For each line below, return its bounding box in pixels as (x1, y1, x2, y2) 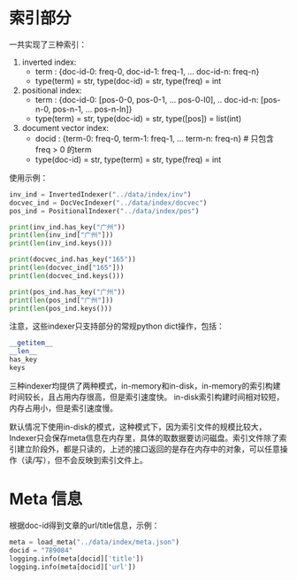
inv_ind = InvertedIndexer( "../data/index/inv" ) (9, 189, 192, 199)
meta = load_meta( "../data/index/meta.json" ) (9, 537, 179, 546)
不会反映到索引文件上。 (62, 454, 148, 465)
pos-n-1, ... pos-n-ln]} (52, 104, 133, 114)
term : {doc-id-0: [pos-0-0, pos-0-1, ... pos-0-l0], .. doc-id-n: (34, 94, 259, 104)
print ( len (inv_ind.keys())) (9, 239, 113, 248)
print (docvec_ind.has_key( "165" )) (9, 255, 137, 264)
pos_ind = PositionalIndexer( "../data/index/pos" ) (9, 206, 200, 215)
